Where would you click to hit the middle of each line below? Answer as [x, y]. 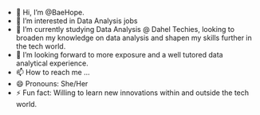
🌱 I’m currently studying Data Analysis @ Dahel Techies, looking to [125, 29]
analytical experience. [52, 63]
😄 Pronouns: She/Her [52, 83]
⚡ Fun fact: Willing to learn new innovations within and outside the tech [132, 93]
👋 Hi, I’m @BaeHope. [50, 12]
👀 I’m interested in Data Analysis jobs [77, 21]
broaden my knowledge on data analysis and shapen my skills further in [134, 38]
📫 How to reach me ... [53, 72]
